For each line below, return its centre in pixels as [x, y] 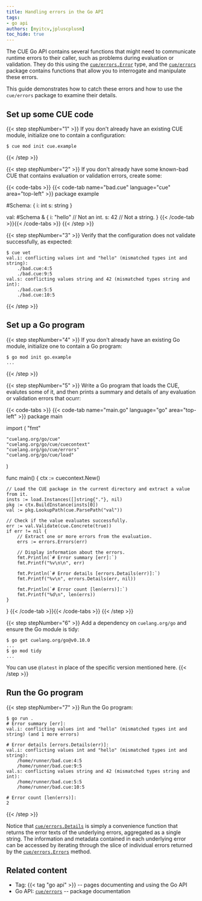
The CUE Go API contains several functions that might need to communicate [101, 51]
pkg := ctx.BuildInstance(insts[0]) [52, 505]
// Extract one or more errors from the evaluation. [85, 536]
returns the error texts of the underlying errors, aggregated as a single [93, 832]
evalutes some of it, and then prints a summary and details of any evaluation [101, 392]
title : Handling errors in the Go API [55, 12]
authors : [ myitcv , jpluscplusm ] [46, 29]
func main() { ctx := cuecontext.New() [53, 478]
